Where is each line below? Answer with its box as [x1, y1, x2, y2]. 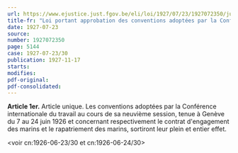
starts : [7, 63, 30, 70]
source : [7, 30, 30, 38]
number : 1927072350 [7, 37, 65, 44]
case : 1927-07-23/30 [7, 50, 69, 57]
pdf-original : [7, 76, 50, 84]
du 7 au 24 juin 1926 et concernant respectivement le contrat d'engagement [7, 118, 229, 126]
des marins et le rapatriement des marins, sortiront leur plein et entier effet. [7, 125, 227, 133]
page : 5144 [7, 43, 40, 50]
